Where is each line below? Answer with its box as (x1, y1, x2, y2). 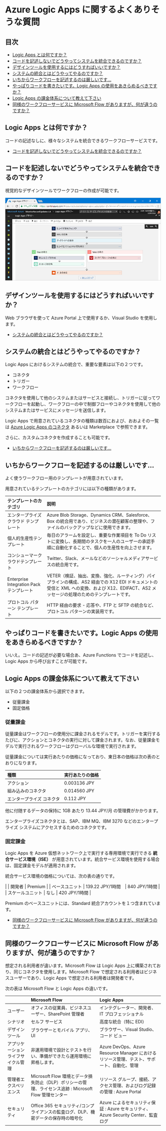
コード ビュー (99, 1033, 127, 1039)
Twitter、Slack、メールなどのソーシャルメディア (46, 555, 146, 561)
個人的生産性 (7, 536, 34, 541)
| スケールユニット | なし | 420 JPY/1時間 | (5, 890, 91, 896)
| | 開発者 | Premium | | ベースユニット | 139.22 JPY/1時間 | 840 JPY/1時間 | (5, 884, 160, 890)
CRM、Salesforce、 (112, 512, 152, 518)
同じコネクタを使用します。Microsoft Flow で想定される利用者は (13, 969, 144, 975)
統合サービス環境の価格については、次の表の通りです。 (5, 873, 117, 879)
